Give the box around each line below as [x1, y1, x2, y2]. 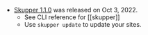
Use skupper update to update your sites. [24, 21, 142, 28]
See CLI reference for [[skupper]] [24, 13, 120, 21]
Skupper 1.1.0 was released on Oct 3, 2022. [13, 6, 138, 14]
